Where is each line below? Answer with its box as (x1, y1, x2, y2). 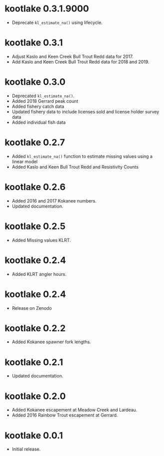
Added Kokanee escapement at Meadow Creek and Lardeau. (11, 407, 138, 413)
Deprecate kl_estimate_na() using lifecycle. (11, 19, 103, 25)
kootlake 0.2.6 (4, 181, 66, 193)
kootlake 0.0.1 (4, 430, 63, 441)
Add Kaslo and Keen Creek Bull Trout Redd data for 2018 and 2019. (11, 58, 150, 65)
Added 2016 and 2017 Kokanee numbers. (11, 198, 97, 204)
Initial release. (11, 446, 41, 452)
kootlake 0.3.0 (4, 76, 66, 88)
